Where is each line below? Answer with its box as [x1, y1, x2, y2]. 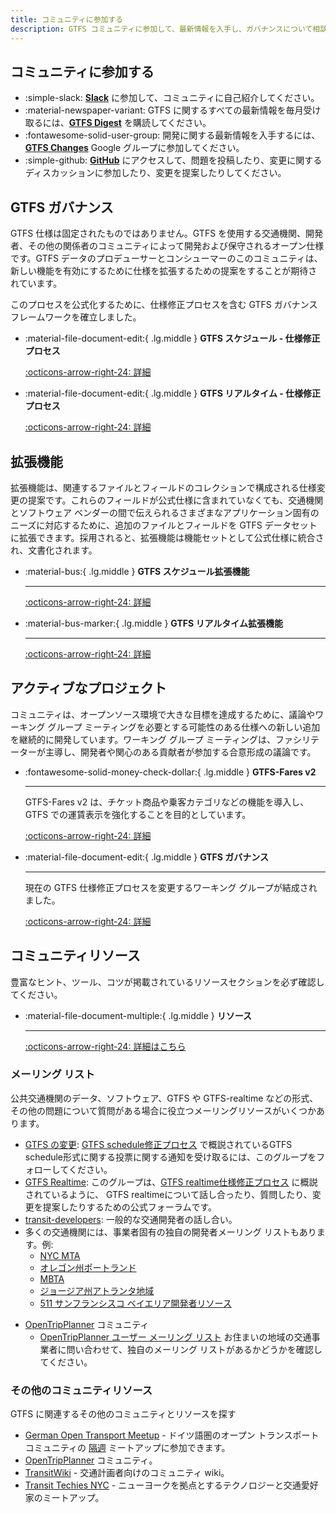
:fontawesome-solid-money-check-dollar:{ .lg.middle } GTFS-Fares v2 [24, 766, 317, 778]
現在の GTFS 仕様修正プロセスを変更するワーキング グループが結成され [24, 881, 318, 893]
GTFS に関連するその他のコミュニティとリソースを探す [10, 1408, 237, 1420]
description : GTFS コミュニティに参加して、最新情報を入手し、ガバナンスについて [10, 24, 313, 34]
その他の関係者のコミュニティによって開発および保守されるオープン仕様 [27, 240, 325, 252]
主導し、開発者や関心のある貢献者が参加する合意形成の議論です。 [44, 746, 317, 758]
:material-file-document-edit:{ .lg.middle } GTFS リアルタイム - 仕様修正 [24, 387, 322, 400]
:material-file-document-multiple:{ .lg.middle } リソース [24, 1009, 253, 1021]
